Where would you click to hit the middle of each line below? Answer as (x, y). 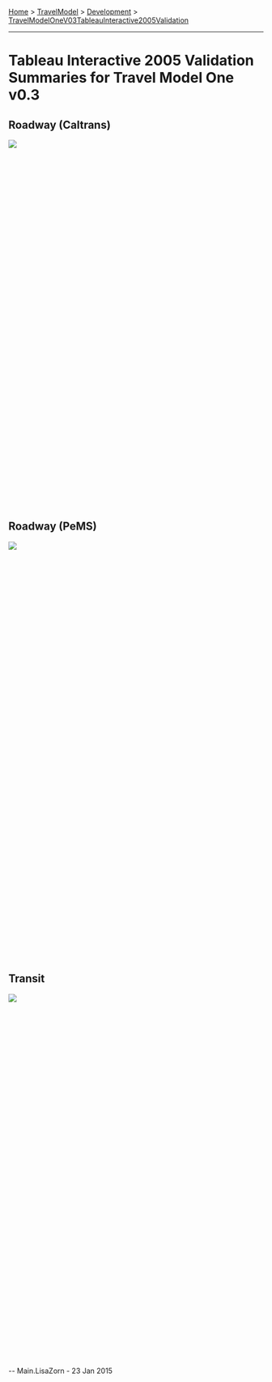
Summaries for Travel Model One (121, 78)
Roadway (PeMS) (53, 527)
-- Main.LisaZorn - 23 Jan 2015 (61, 1371)
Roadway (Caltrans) (59, 125)
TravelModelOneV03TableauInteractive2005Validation (98, 20)
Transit (27, 979)
